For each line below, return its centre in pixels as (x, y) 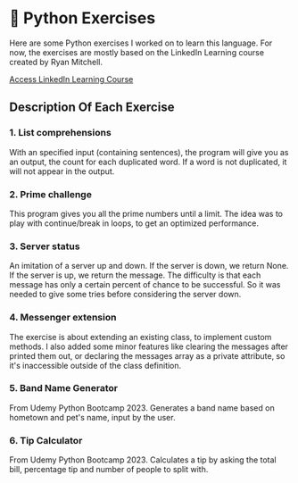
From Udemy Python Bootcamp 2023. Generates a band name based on (142, 408)
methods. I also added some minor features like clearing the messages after (149, 346)
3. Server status (45, 246)
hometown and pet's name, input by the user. (92, 417)
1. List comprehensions (60, 133)
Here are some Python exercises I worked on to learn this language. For (141, 43)
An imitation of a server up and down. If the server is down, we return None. (149, 266)
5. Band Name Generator (64, 388)
